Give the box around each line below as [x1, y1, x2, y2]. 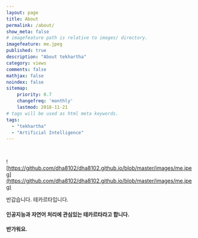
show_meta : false [6, 29, 49, 35]
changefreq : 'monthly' [17, 98, 73, 104]
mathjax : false [6, 72, 44, 79]
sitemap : [6, 86, 28, 91]
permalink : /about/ [6, 22, 55, 28]
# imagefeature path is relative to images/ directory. [6, 35, 148, 41]
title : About [6, 16, 39, 22]
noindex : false [6, 79, 44, 85]
